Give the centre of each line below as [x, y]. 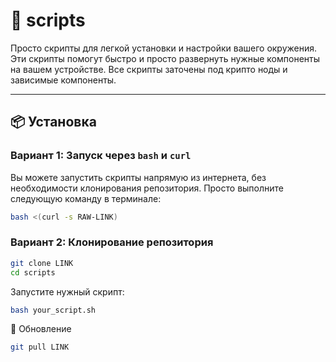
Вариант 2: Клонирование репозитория [112, 242]
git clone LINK [42, 263]
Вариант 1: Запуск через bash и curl [101, 156]
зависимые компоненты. [63, 80]
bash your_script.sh [53, 310]
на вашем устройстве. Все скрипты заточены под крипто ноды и [149, 69]
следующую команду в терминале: [86, 198]
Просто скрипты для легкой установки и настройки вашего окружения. [164, 48]
